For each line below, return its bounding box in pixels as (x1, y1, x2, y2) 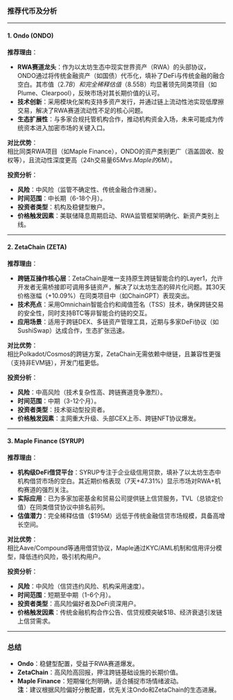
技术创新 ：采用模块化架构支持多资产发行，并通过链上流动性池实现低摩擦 (17, 97, 224, 106)
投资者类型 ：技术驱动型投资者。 (17, 405, 109, 413)
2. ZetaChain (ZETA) (7, 243, 67, 251)
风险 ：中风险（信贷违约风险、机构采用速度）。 (17, 582, 148, 590)
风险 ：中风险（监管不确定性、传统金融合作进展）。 (17, 185, 161, 193)
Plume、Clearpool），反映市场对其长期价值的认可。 (17, 88, 164, 97)
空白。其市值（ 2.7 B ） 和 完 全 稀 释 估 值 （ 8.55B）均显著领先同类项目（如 (17, 80, 217, 88)
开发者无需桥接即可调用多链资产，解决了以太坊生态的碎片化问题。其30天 (17, 283, 226, 291)
